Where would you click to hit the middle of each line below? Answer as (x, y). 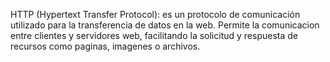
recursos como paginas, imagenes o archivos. (105, 46)
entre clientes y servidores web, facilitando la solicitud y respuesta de (154, 35)
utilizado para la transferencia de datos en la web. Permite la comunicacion (165, 25)
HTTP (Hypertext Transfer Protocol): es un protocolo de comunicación (155, 14)
